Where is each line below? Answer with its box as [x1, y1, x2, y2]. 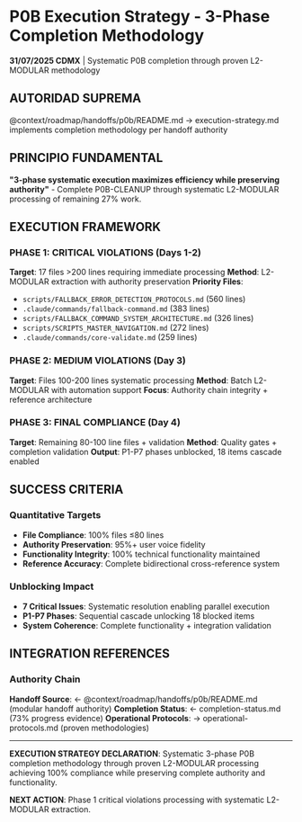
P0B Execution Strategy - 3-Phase [9, 6, 271, 27]
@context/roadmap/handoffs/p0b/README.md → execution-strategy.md [9, 114, 280, 125]
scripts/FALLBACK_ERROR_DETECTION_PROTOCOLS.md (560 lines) [22, 294, 246, 305]
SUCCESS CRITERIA [9, 482, 124, 497]
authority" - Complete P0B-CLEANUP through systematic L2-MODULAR [9, 183, 280, 194]
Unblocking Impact [9, 580, 94, 593]
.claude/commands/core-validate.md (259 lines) [22, 332, 198, 343]
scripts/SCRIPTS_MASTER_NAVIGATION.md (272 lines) [22, 322, 209, 334]
